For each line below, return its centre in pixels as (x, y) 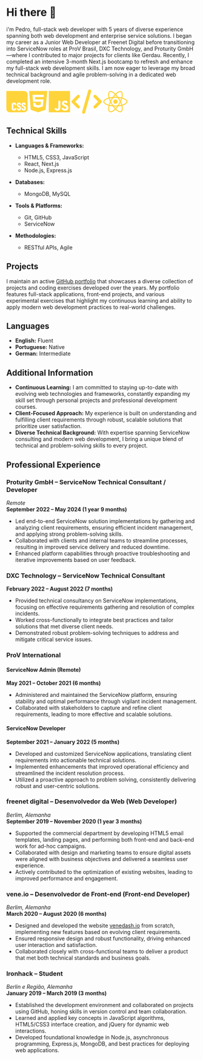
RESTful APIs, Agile (48, 247)
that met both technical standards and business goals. (83, 958)
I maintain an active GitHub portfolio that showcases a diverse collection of (100, 281)
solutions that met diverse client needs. (64, 626)
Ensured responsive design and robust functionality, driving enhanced (103, 938)
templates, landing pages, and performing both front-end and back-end (105, 839)
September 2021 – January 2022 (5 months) (63, 742)
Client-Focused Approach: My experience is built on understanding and (106, 414)
